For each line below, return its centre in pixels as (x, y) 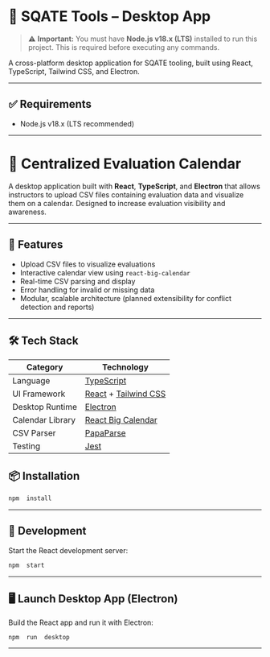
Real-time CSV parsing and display (78, 281)
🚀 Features (36, 245)
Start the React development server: (68, 550)
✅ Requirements (50, 104)
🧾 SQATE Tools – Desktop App (110, 17)
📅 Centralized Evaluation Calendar (125, 163)
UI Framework (39, 394)
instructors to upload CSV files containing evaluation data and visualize (126, 194)
